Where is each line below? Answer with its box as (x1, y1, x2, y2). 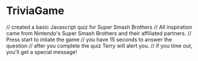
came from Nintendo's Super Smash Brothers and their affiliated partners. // (6, 29, 191, 36)
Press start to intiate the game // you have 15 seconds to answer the (6, 36, 173, 43)
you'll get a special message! (6, 48, 77, 55)
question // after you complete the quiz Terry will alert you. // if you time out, (6, 42, 193, 49)
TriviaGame (6, 4, 65, 18)
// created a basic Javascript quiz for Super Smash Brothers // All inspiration (6, 23, 193, 30)
